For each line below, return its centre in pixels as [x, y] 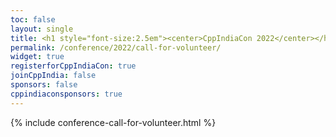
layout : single [42, 29]
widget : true [37, 57]
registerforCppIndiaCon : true [73, 66]
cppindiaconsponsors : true [66, 94]
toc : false [33, 19]
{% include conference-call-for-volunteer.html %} [113, 122]
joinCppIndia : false [53, 76]
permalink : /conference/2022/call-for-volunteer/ [116, 47]
